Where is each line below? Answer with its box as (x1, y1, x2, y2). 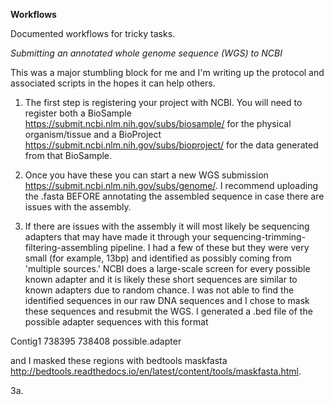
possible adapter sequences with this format (24, 316, 209, 328)
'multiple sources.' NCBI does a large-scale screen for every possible (24, 263, 311, 274)
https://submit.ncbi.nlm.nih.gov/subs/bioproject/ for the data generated (24, 139, 319, 151)
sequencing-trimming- (213, 231, 307, 243)
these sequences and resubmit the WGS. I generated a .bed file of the (24, 305, 313, 317)
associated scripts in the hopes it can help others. (10, 77, 216, 89)
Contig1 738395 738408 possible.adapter (10, 335, 182, 347)
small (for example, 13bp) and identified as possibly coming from (24, 252, 292, 264)
